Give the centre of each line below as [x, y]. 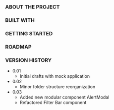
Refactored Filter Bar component [53, 102]
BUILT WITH [20, 20]
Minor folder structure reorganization [57, 86]
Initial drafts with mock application [55, 76]
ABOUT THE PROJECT [32, 7]
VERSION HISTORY [28, 60]
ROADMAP [18, 47]
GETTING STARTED [29, 33]
